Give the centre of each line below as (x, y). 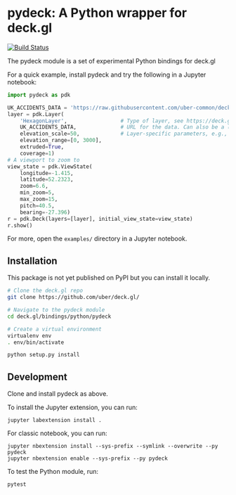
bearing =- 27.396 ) (45, 212)
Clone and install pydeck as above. (58, 394)
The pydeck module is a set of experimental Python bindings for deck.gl (111, 60)
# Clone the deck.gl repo (45, 291)
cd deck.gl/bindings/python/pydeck (59, 316)
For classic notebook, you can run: (57, 433)
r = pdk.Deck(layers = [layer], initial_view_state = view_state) (100, 219)
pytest (17, 484)
